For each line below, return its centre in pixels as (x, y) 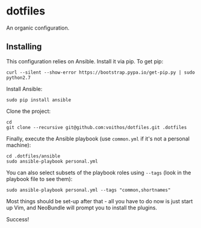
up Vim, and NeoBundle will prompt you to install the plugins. (82, 207)
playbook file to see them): (39, 179)
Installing (24, 47)
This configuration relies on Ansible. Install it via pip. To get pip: (85, 61)
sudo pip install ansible (39, 100)
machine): (19, 145)
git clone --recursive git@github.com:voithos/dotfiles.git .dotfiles (97, 127)
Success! (18, 219)
